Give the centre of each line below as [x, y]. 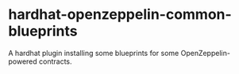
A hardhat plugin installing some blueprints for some [94, 53]
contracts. [56, 61]
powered [23, 61]
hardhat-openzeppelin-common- [120, 15]
